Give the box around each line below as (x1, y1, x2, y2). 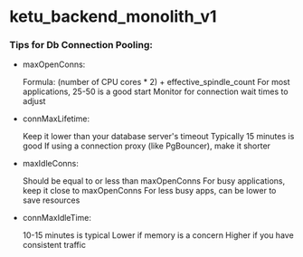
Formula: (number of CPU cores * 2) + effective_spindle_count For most (22, 77, 291, 88)
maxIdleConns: (22, 158, 80, 169)
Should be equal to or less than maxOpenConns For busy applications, (22, 176, 286, 186)
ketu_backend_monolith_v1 (9, 6, 217, 27)
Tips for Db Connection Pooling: (9, 39, 154, 52)
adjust (22, 96, 46, 107)
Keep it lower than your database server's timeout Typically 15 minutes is (22, 131, 295, 142)
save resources (22, 195, 80, 205)
